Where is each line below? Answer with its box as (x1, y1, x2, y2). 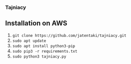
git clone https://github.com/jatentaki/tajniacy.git (12, 33, 127, 38)
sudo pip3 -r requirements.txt (12, 49, 78, 54)
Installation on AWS (5, 19, 68, 28)
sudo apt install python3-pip (12, 43, 76, 48)
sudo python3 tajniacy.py (12, 54, 66, 59)
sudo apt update (12, 38, 46, 43)
